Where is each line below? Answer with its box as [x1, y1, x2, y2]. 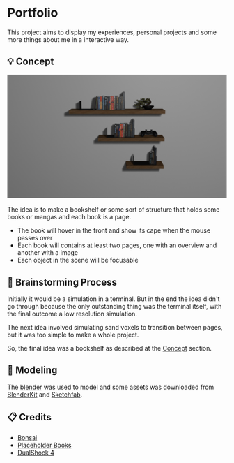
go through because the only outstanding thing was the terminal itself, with [7, 302, 222, 311]
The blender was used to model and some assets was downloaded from [7, 383, 214, 391]
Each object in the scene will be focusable [17, 256, 139, 265]
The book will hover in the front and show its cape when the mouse [17, 226, 211, 235]
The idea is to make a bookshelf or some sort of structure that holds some [7, 205, 220, 214]
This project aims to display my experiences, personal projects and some [7, 28, 217, 36]
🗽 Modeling [7, 365, 58, 376]
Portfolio [7, 5, 58, 21]
